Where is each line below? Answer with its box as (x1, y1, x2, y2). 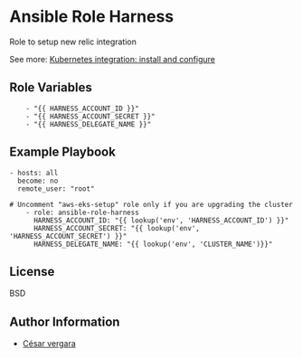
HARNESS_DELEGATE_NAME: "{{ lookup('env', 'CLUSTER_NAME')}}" (33, 240, 273, 249)
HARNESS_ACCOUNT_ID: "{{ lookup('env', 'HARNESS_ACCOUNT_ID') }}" (33, 215, 289, 225)
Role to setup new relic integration (9, 36, 137, 47)
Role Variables (9, 80, 92, 96)
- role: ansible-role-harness (25, 208, 140, 217)
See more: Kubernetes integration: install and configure (9, 53, 215, 64)
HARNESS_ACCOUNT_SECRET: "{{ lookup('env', (33, 223, 201, 232)
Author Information (9, 314, 120, 329)
